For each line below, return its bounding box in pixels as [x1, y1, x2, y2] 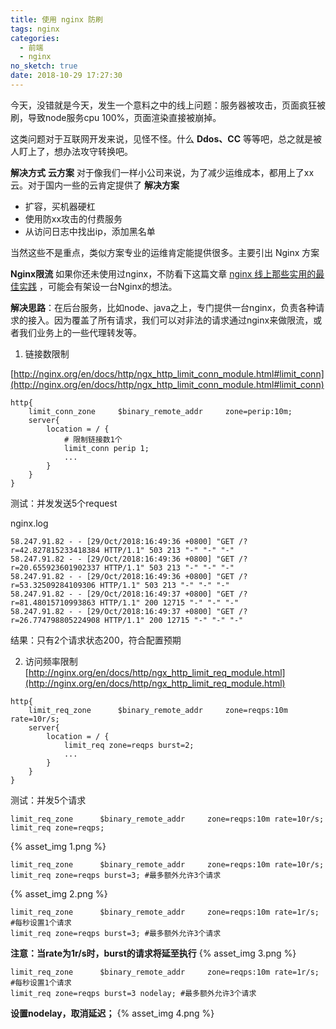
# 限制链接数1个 [63, 434, 123, 445]
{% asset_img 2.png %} [10, 887, 108, 900]
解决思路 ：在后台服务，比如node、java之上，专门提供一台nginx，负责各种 [10, 301, 317, 313]
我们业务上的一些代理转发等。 [18, 326, 142, 338]
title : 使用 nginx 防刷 [10, 14, 103, 25]
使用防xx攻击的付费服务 [24, 212, 123, 225]
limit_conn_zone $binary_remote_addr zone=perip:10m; [28, 406, 293, 416]
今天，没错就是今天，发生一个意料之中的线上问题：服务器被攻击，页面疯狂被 [10, 99, 326, 111]
